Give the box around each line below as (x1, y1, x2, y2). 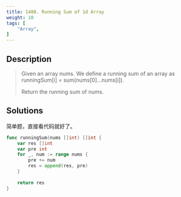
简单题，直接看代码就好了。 (6, 122, 76, 130)
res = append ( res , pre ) (28, 163, 88, 169)
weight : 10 (6, 15, 34, 21)
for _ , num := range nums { (17, 152, 88, 158)
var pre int (17, 146, 47, 152)
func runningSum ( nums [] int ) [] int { (6, 135, 102, 141)
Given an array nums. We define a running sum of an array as (21, 70, 175, 77)
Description (6, 54, 52, 64)
